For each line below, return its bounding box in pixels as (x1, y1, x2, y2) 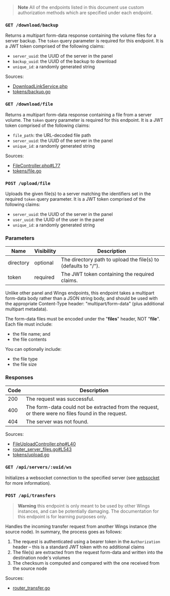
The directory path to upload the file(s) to (61, 256, 159, 263)
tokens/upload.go (12, 452, 50, 458)
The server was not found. (26, 418, 89, 425)
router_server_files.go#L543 (12, 446, 72, 452)
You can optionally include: (5, 346, 62, 352)
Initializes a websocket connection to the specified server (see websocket (5, 475, 160, 481)
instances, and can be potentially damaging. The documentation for (17, 508, 159, 515)
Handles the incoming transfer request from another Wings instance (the (5, 523, 157, 530)
